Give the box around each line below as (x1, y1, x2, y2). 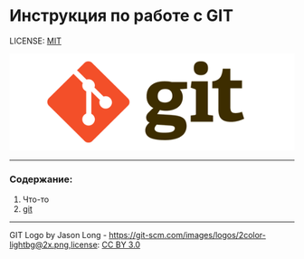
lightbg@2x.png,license (9, 239, 98, 250)
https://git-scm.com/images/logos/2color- (108, 229, 267, 240)
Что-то (22, 194, 50, 205)
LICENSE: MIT (9, 35, 62, 46)
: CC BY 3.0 (97, 239, 141, 250)
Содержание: (9, 173, 73, 186)
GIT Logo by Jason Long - (9, 229, 107, 240)
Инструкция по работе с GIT (9, 5, 233, 26)
